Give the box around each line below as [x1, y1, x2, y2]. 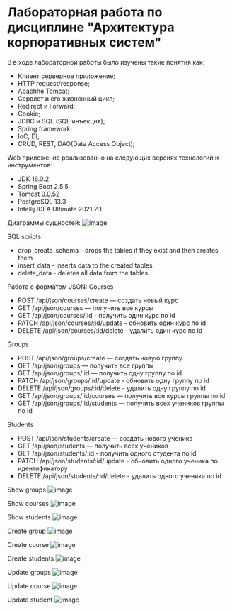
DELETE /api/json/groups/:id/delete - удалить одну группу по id [17, 384, 207, 392]
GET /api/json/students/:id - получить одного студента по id [17, 448, 197, 458]
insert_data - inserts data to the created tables [17, 260, 153, 270]
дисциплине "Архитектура [7, 19, 175, 35]
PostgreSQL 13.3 [17, 197, 66, 206]
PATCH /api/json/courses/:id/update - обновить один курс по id [17, 319, 207, 327]
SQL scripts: [7, 232, 44, 241]
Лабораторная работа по [7, 4, 163, 21]
